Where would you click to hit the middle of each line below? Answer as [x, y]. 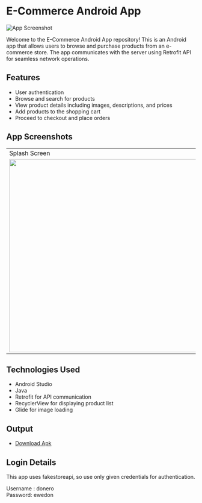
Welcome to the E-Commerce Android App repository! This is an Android [96, 39]
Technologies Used [43, 369]
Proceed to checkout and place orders [63, 118]
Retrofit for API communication [53, 397]
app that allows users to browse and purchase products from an [86, 46]
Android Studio [33, 384]
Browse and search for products [55, 98]
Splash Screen [30, 153]
